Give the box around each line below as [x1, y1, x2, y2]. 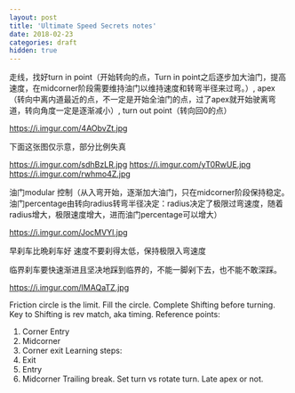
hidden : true [9, 46, 58, 55]
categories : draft [9, 37, 77, 47]
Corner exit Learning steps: [21, 345, 123, 356]
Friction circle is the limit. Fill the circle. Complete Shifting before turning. [9, 299, 275, 310]
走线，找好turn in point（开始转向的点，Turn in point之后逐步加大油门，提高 [9, 72, 287, 83]
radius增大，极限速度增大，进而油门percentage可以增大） [9, 209, 222, 220]
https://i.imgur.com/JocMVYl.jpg [9, 227, 128, 238]
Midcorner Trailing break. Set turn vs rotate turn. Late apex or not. [21, 373, 264, 384]
